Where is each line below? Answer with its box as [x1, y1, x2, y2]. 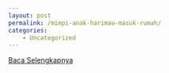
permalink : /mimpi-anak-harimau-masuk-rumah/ [8, 19, 161, 27]
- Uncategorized [22, 33, 77, 42]
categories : [8, 26, 48, 34]
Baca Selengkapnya [8, 56, 74, 65]
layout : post [8, 11, 52, 20]
